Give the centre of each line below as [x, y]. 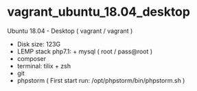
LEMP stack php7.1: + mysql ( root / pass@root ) [85, 51]
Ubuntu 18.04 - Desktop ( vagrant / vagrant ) [70, 31]
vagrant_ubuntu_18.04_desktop [99, 12]
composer [32, 58]
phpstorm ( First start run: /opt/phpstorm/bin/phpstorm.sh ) [101, 80]
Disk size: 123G [39, 44]
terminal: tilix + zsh [44, 66]
